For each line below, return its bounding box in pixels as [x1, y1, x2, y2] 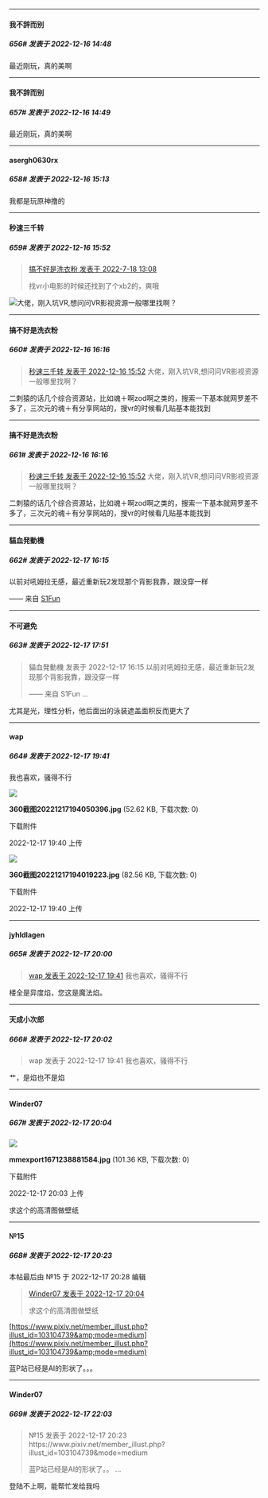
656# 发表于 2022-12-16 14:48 [9, 39, 112, 49]
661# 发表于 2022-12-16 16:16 [9, 450, 109, 460]
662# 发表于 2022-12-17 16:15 [9, 555, 110, 565]
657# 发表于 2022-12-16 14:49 [9, 107, 111, 117]
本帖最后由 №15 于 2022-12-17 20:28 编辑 [9, 1272, 146, 1282]
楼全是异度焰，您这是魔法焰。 [9, 988, 107, 997]
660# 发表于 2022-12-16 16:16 [9, 345, 111, 355]
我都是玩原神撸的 [9, 196, 65, 205]
